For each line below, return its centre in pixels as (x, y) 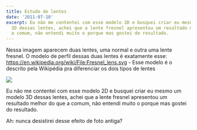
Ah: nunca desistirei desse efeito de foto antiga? (64, 121)
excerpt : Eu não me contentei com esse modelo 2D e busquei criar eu (93, 22)
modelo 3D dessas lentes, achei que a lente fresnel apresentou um (87, 97)
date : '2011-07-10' (30, 17)
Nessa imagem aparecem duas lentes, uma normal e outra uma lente (89, 50)
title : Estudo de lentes (36, 11)
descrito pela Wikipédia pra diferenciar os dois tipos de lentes (81, 69)
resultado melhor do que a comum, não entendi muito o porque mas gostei (96, 104)
